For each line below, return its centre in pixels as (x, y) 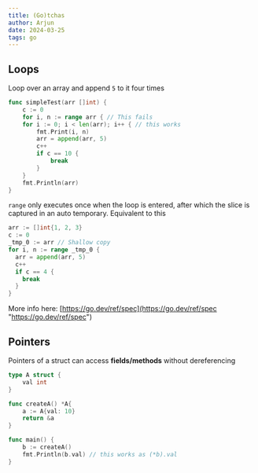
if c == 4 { (35, 272)
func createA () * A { (40, 404)
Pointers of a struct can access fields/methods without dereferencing (122, 361)
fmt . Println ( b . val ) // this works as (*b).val (100, 454)
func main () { (31, 440)
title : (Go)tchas (37, 15)
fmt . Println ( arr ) (51, 183)
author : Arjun (31, 23)
